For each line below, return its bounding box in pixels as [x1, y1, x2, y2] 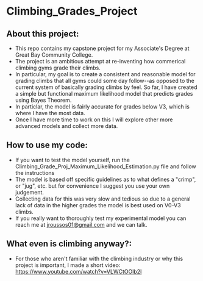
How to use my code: [6, 140, 88, 151]
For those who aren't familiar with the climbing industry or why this [15, 255, 183, 262]
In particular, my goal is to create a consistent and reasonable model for [15, 71, 196, 77]
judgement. [15, 188, 45, 196]
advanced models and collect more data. [15, 123, 118, 129]
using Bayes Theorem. [15, 96, 72, 104]
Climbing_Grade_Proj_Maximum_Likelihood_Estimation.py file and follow [15, 163, 196, 170]
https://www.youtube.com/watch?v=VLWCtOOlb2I [15, 268, 142, 275]
